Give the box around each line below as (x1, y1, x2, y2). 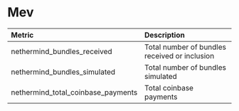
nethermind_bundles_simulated (11, 67, 116, 77)
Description (144, 30, 185, 40)
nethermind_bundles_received (11, 46, 112, 56)
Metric (11, 30, 34, 40)
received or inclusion (144, 51, 215, 60)
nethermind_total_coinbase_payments (11, 87, 138, 97)
